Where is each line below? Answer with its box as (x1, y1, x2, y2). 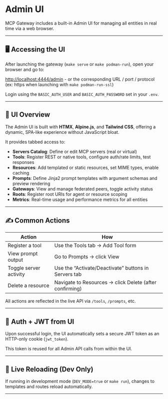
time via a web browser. (5, 25, 54, 31)
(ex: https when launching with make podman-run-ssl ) (5, 81, 114, 87)
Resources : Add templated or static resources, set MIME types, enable (12, 164, 159, 170)
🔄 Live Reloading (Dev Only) (5, 365, 93, 373)
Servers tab (54, 271, 81, 278)
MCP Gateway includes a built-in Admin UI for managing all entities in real (5, 20, 157, 26)
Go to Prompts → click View (54, 253, 119, 260)
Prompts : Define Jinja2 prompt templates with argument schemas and (12, 175, 157, 181)
